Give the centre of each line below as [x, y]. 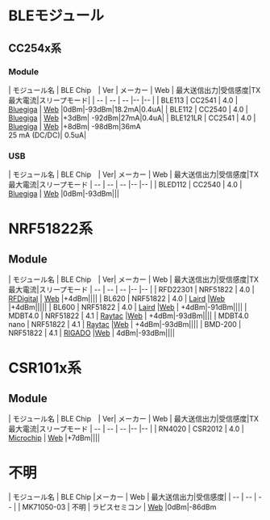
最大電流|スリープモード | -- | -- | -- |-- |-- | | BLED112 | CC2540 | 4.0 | [125, 185]
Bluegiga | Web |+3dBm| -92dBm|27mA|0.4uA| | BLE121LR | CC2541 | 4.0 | [132, 118]
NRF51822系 [51, 229]
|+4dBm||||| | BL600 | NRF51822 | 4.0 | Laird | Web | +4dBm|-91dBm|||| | [128, 308]
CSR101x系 [45, 368]
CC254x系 [35, 48]
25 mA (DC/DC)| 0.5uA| [48, 135]
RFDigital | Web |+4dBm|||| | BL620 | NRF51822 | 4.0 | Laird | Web [117, 299]
